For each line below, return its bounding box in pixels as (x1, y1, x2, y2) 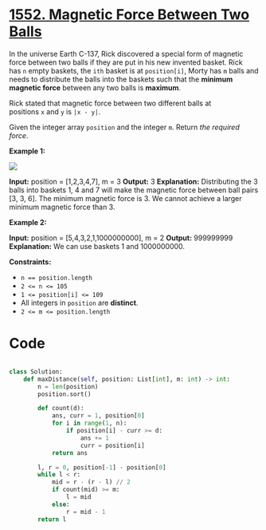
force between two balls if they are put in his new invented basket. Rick (9, 57, 243, 67)
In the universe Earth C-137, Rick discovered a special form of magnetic (9, 49, 244, 58)
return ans (51, 449, 88, 457)
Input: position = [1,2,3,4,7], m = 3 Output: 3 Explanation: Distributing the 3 (9, 176, 258, 186)
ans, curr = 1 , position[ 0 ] (51, 412, 146, 420)
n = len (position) (37, 382, 99, 390)
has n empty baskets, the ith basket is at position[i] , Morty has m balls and (9, 65, 259, 75)
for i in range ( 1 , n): (51, 419, 127, 428)
